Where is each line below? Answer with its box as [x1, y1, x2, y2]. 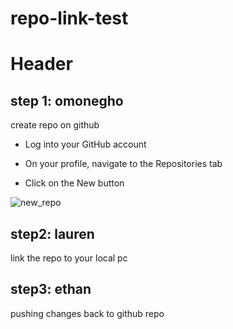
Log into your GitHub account [24, 138, 147, 151]
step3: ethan [10, 281, 92, 298]
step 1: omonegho [10, 92, 124, 109]
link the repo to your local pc [10, 252, 128, 264]
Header [10, 53, 73, 76]
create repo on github [10, 119, 100, 131]
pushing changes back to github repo [10, 307, 165, 319]
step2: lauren [10, 225, 95, 242]
